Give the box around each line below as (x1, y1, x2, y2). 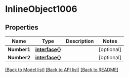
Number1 (7, 46, 31, 53)
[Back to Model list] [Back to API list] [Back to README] (5, 67, 119, 73)
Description (66, 38, 94, 44)
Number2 (7, 54, 31, 61)
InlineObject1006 (5, 3, 78, 15)
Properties (5, 23, 39, 32)
